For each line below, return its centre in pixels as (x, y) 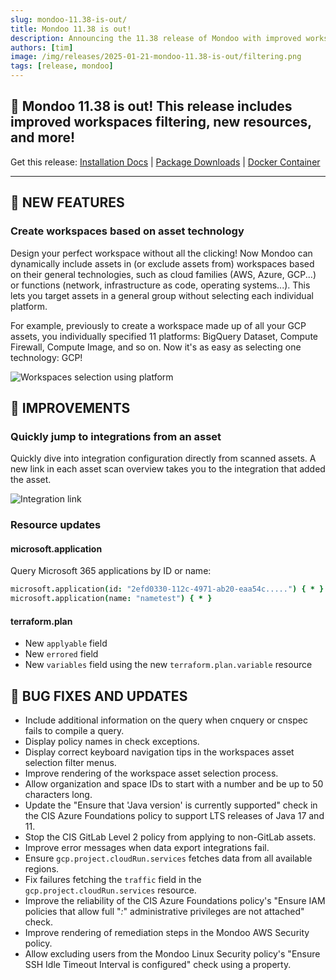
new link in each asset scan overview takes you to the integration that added (168, 469)
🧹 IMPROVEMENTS (70, 407)
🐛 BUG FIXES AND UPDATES (99, 696)
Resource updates (56, 525)
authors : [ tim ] (42, 47)
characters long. (58, 795)
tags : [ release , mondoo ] (62, 66)
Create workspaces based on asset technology (127, 231)
